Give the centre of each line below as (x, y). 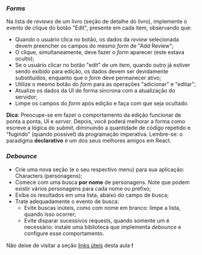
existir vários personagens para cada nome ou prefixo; (83, 188)
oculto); (25, 59)
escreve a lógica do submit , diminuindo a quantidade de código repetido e (99, 128)
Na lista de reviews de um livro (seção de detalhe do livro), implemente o (97, 22)
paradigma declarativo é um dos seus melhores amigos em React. (89, 141)
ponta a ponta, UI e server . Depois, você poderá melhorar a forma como (96, 121)
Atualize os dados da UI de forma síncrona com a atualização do (95, 91)
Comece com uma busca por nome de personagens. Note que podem (102, 182)
